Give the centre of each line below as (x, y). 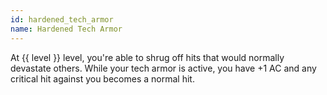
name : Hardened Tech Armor (66, 29)
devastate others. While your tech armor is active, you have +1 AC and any (163, 68)
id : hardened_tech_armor (62, 19)
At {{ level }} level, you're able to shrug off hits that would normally (147, 57)
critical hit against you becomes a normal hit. (102, 78)
